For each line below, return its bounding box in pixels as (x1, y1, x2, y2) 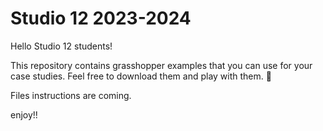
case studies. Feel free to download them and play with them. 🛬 (10, 70, 272, 82)
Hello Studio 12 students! (10, 40, 113, 52)
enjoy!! (10, 108, 38, 121)
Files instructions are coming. (10, 89, 132, 101)
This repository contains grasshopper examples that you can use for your (10, 59, 313, 71)
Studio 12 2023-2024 (10, 7, 192, 30)
